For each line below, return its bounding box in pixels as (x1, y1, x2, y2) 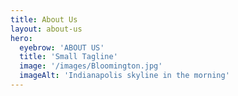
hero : (10, 33, 33, 43)
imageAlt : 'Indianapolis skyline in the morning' (19, 71, 230, 81)
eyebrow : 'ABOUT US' (19, 42, 105, 53)
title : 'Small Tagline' (19, 52, 118, 62)
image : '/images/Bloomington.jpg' (19, 61, 163, 71)
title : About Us (10, 14, 78, 25)
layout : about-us (10, 24, 83, 34)
